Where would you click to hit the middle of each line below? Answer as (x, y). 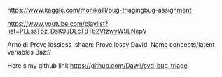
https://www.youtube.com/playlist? (58, 23)
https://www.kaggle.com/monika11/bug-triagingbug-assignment (99, 10)
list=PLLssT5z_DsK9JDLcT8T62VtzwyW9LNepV (77, 31)
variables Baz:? (29, 52)
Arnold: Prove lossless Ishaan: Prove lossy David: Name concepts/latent (111, 44)
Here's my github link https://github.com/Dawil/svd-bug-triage (97, 65)
